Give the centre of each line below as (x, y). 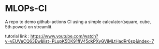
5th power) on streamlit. (29, 26)
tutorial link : (17, 36)
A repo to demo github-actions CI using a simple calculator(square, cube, (78, 22)
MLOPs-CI (26, 8)
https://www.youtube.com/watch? (65, 36)
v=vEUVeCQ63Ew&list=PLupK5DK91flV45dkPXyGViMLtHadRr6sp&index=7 (79, 41)
